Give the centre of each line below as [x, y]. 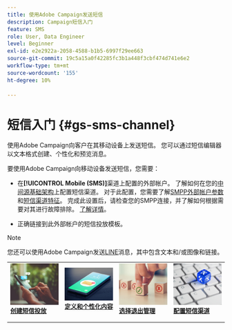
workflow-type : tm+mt [38, 66]
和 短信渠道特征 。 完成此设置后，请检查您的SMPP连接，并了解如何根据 [117, 201]
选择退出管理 [137, 311]
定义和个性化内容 [89, 306]
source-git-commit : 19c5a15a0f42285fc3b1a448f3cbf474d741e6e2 [98, 59]
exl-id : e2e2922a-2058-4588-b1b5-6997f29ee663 [75, 51]
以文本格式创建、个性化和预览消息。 [59, 154]
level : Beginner [30, 44]
